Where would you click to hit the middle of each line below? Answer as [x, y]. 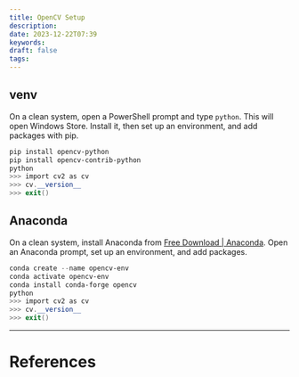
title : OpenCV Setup [48, 17]
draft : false [33, 51]
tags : [19, 59]
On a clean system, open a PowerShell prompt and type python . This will [141, 116]
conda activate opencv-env [59, 276]
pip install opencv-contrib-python [75, 160]
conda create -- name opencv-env [69, 268]
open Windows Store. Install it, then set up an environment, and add [133, 126]
